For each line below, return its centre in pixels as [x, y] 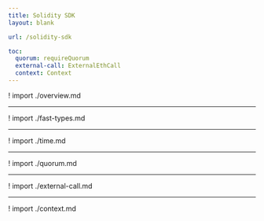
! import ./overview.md [44, 95]
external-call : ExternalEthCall [68, 66]
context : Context [44, 73]
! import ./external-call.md [50, 186]
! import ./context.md [42, 208]
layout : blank [31, 23]
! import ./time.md [37, 140]
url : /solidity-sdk [40, 37]
